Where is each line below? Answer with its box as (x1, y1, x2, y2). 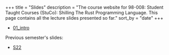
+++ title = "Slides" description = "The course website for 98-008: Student (5, 5, 164, 10)
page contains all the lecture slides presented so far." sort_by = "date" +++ (5, 15, 164, 21)
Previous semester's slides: (5, 35, 64, 40)
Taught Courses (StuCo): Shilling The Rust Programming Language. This (5, 10, 158, 16)
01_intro (12, 25, 30, 31)
